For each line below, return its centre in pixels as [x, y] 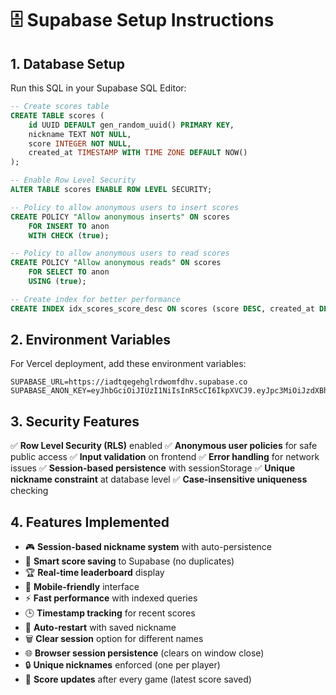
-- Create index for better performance [96, 299]
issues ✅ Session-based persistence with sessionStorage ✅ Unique [152, 468]
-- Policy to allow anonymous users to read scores [120, 253]
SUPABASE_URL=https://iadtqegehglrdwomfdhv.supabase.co [129, 382]
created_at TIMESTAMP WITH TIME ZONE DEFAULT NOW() [138, 153]
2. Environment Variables [91, 340]
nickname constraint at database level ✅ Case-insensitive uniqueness [159, 479]
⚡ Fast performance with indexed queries [111, 598]
